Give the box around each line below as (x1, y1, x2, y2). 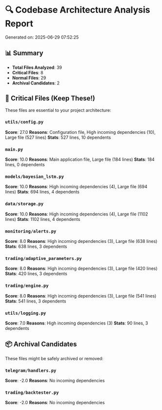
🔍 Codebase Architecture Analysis (5, 4, 150, 16)
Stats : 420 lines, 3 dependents (5, 271, 67, 277)
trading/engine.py (5, 283, 49, 289)
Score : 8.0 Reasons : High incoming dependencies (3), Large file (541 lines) (5, 293, 157, 299)
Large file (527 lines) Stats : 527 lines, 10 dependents (5, 134, 111, 140)
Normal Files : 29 (12, 75, 46, 81)
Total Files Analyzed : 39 (12, 65, 62, 70)
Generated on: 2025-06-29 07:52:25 (5, 34, 79, 40)
